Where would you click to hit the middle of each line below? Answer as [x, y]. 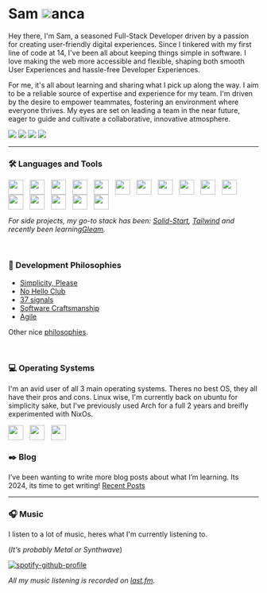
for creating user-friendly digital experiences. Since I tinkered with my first [130, 44]
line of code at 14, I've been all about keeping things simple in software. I [127, 52]
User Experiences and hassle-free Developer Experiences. [104, 69]
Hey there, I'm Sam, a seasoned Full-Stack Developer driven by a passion [129, 36]
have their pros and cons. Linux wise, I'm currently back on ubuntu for [123, 397]
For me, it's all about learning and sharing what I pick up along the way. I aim [133, 85]
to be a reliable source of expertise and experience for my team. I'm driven [130, 93]
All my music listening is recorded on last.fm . [82, 580]
